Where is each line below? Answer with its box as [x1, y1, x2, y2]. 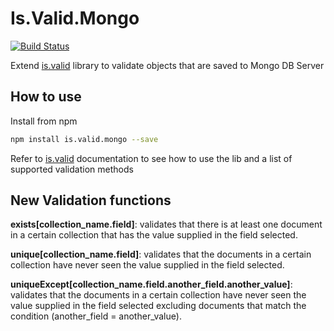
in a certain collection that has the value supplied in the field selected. [10, 229, 298, 241]
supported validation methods [10, 163, 134, 175]
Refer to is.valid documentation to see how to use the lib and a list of [10, 152, 293, 164]
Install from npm [10, 115, 78, 127]
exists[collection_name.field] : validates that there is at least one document [10, 218, 323, 231]
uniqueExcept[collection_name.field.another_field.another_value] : [10, 278, 293, 291]
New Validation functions [10, 192, 172, 209]
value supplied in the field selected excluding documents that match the [10, 300, 307, 312]
